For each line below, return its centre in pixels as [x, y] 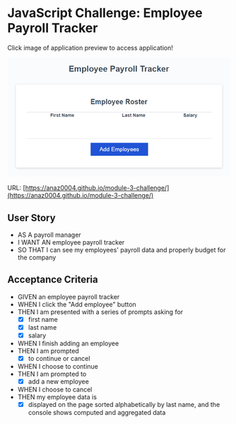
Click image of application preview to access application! [90, 48]
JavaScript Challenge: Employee [105, 13]
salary [37, 335]
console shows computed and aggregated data [97, 413]
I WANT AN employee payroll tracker [71, 242]
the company [37, 257]
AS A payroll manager [49, 235]
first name [43, 319]
